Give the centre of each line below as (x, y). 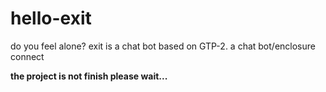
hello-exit (51, 18)
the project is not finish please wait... (89, 76)
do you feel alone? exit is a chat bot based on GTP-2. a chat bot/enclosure (163, 46)
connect (27, 56)
